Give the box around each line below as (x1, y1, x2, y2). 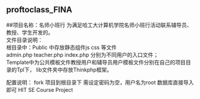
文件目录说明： (6, 36, 43, 44)
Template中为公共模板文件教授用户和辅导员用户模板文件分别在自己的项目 (6, 58, 186, 66)
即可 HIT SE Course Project (6, 86, 73, 93)
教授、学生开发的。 (6, 29, 54, 36)
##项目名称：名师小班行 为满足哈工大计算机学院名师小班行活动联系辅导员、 (6, 21, 192, 29)
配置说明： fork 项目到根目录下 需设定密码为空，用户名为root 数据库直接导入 (6, 79, 194, 86)
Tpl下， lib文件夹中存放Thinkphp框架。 (16, 66, 112, 73)
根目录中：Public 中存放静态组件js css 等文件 (6, 44, 117, 51)
